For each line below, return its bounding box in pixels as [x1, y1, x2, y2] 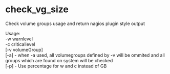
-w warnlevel [5, 36, 33, 42]
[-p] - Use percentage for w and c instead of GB [5, 63, 107, 69]
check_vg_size [5, 4, 69, 15]
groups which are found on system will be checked [5, 57, 113, 63]
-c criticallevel [5, 41, 35, 47]
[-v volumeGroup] [5, 46, 44, 53]
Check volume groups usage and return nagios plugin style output [5, 20, 145, 27]
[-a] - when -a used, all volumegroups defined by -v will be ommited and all [5, 52, 165, 58]
